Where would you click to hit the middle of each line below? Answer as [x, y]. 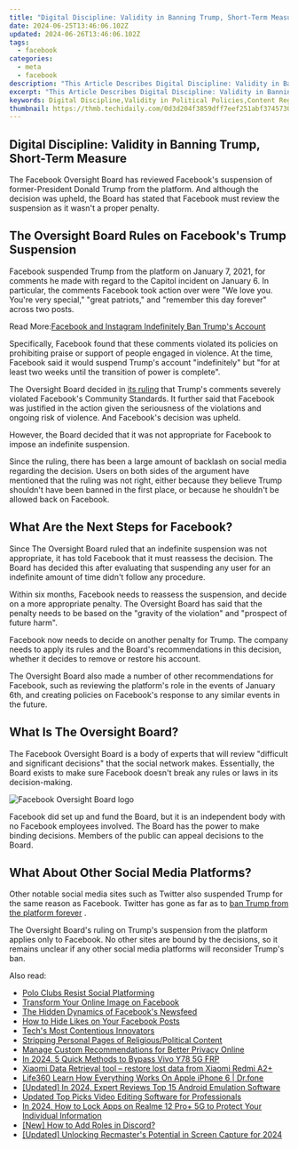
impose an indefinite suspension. [70, 444]
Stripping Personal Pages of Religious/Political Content [122, 1041]
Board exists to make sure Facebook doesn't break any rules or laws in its [144, 772]
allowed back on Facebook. [59, 499]
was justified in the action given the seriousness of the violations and [135, 408]
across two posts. [42, 309]
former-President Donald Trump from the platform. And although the [134, 189]
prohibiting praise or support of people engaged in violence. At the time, [141, 353]
